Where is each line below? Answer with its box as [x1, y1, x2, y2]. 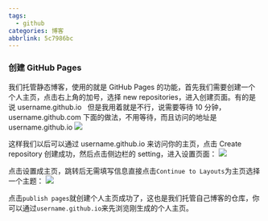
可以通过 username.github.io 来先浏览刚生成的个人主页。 [8, 203, 193, 213]
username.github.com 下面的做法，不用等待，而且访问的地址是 [8, 112, 217, 121]
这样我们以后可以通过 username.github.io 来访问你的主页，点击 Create [8, 138, 242, 149]
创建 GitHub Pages [8, 62, 82, 73]
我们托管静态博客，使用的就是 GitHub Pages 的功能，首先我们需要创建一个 [8, 82, 256, 92]
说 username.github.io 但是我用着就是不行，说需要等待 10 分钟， [8, 102, 226, 112]
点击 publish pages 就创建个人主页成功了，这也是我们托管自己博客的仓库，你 [8, 193, 260, 203]
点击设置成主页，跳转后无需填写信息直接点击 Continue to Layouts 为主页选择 [8, 166, 261, 175]
